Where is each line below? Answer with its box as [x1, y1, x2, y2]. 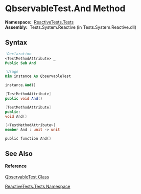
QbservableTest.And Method [5, 3, 126, 14]
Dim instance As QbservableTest [5, 74, 71, 79]
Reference [5, 163, 27, 169]
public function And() [5, 136, 51, 141]
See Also [5, 150, 33, 158]
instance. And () [5, 83, 36, 88]
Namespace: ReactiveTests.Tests [5, 19, 74, 25]
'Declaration [5, 51, 32, 56]
